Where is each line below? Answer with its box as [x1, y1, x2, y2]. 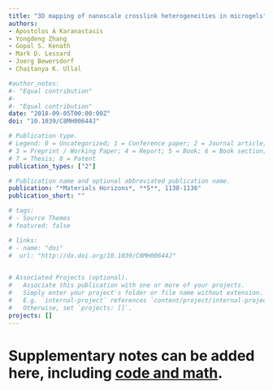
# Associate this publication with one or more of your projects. [8, 281, 245, 289]
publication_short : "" [8, 192, 85, 200]
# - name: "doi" [8, 244, 63, 252]
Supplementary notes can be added [8, 346, 255, 365]
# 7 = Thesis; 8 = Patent [8, 154, 96, 162]
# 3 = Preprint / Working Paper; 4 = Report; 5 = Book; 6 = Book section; [8, 147, 267, 155]
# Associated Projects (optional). [8, 274, 129, 282]
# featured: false [8, 221, 71, 230]
